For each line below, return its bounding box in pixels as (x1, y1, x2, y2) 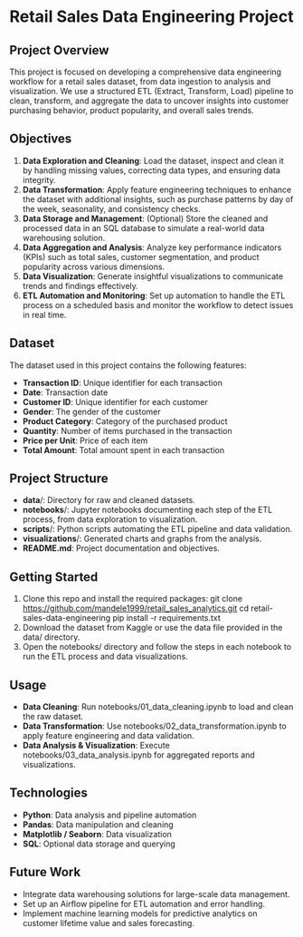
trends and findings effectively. (22, 280, 138, 291)
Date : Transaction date (22, 387, 109, 398)
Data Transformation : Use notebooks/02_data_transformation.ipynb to (22, 720, 287, 731)
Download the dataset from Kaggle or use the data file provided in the (22, 623, 283, 633)
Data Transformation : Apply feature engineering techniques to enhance (22, 184, 292, 195)
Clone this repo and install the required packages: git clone (22, 594, 242, 604)
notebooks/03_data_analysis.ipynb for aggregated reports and (22, 749, 255, 760)
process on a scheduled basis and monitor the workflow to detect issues (22, 299, 294, 310)
